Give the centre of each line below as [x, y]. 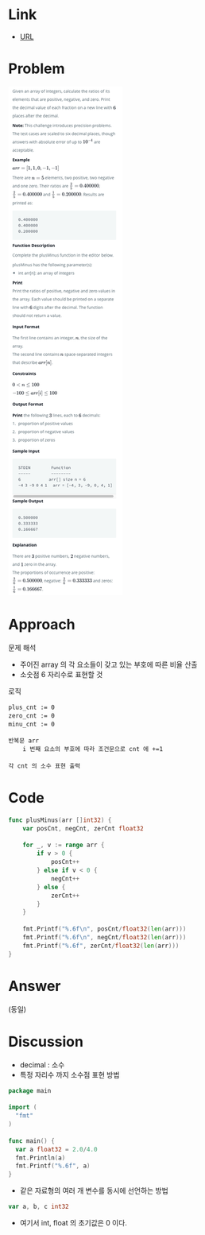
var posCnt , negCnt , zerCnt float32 [83, 828]
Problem [37, 69]
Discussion [46, 1041]
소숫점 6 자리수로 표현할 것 [61, 674]
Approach [42, 625]
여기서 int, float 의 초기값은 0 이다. [73, 1223]
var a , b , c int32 [39, 1207]
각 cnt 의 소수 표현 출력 [44, 766]
